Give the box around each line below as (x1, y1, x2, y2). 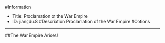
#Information (5, 4, 31, 10)
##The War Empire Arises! (5, 32, 58, 38)
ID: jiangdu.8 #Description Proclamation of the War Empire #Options (12, 19, 150, 24)
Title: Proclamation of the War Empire (12, 14, 88, 19)
